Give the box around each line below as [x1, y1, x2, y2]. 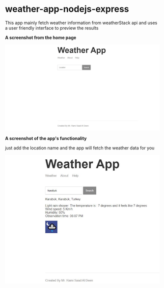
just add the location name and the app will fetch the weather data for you [5, 145, 155, 151]
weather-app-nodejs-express [5, 3, 129, 15]
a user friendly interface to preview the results [5, 25, 99, 31]
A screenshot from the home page [5, 35, 77, 40]
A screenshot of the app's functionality [5, 136, 87, 141]
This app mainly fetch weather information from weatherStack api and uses [5, 20, 158, 26]
